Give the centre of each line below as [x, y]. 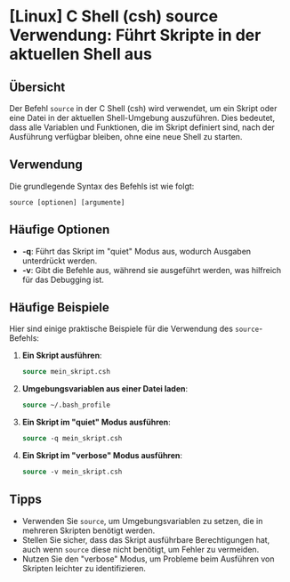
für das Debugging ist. [63, 279]
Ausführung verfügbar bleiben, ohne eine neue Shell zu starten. [126, 137]
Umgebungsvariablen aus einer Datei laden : [105, 389]
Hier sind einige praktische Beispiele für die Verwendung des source [134, 329]
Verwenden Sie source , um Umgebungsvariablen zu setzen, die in [142, 521]
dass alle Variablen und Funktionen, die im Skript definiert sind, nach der [142, 127]
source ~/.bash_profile [66, 405]
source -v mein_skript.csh [72, 472]
